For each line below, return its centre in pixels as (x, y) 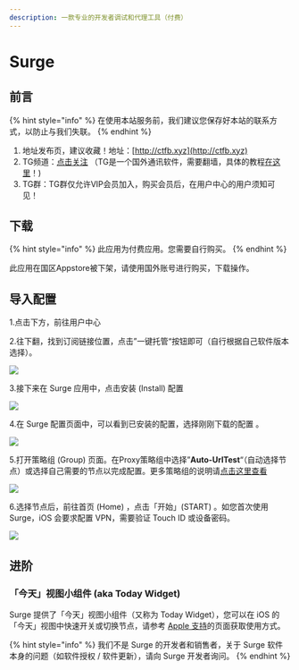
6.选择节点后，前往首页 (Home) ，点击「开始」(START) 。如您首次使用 (139, 507)
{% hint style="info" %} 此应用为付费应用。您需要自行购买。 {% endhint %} (148, 249)
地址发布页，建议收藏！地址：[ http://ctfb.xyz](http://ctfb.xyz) (135, 150)
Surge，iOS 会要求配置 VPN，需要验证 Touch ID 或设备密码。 (122, 518)
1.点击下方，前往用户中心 (55, 322)
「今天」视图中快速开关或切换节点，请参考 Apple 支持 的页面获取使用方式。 (147, 625)
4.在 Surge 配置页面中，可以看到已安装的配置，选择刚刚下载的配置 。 (137, 424)
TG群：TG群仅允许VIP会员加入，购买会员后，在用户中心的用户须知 (145, 183)
